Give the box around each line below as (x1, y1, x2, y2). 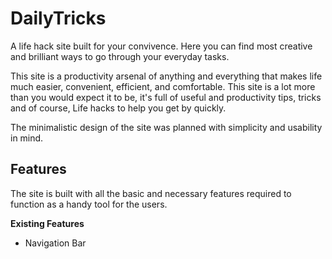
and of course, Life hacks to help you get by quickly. (10, 102, 227, 114)
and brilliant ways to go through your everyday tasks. (10, 50, 230, 62)
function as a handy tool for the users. (10, 198, 168, 210)
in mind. (10, 132, 44, 144)
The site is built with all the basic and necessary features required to (10, 187, 292, 199)
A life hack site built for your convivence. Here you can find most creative (10, 40, 313, 52)
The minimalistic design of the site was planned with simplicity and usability (10, 121, 323, 133)
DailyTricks (10, 7, 107, 30)
